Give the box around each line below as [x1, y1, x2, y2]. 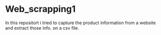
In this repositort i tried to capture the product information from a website [5, 20, 156, 26]
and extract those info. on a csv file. [5, 25, 79, 31]
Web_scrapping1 [5, 3, 76, 15]
